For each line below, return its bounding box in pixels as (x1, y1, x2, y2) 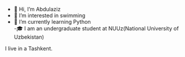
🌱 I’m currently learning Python (13, 18, 91, 25)
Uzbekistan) (13, 33, 45, 40)
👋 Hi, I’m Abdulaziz (13, 6, 61, 12)
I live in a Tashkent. (5, 45, 53, 52)
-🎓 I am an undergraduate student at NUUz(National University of (13, 25, 179, 32)
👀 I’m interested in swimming (13, 12, 86, 19)
